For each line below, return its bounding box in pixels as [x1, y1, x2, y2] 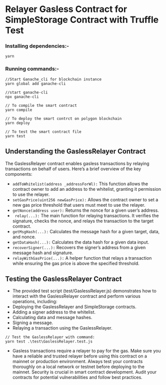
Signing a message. [12, 320, 53, 326]
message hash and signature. [12, 250, 73, 256]
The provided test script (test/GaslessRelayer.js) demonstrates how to [12, 288, 156, 294]
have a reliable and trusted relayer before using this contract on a [12, 353, 147, 359]
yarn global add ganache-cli [5, 81, 66, 86]
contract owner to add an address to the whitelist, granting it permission [12, 186, 161, 192]
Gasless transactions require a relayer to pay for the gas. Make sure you [12, 348, 161, 354]
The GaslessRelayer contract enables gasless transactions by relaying [5, 160, 149, 166]
